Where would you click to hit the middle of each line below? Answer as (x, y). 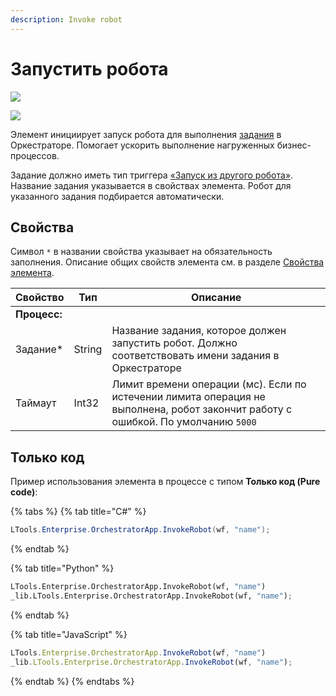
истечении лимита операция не (188, 397)
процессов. (35, 155)
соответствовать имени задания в (195, 356)
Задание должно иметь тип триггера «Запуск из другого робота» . (152, 175)
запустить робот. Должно (174, 343)
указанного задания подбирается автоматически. (117, 196)
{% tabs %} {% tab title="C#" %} (78, 512)
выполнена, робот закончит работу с (202, 409)
